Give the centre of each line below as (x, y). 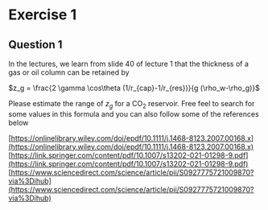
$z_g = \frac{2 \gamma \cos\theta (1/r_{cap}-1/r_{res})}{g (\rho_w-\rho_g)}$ (134, 88)
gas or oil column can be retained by (69, 72)
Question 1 (35, 45)
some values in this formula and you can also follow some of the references (134, 113)
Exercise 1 (43, 15)
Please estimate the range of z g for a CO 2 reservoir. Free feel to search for (132, 105)
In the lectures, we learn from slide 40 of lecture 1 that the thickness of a (129, 64)
